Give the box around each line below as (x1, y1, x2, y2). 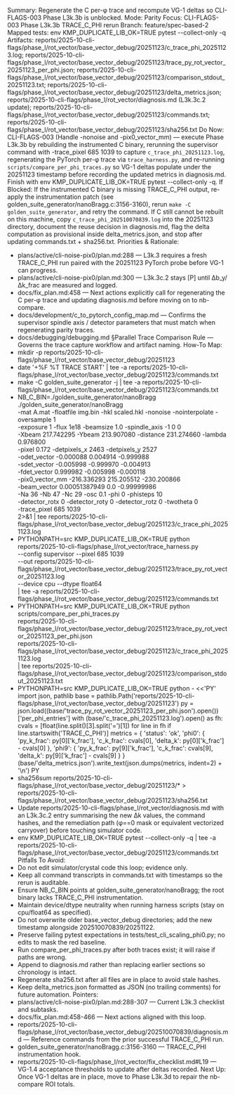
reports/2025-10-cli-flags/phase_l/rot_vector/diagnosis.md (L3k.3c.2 (7, 96, 206, 104)
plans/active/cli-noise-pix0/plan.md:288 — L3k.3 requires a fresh (17, 251, 207, 259)
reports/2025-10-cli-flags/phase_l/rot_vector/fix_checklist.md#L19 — (17, 1058, 217, 1065)
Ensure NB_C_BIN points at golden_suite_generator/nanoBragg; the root (17, 886, 224, 894)
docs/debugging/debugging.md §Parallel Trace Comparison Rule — (17, 333, 214, 342)
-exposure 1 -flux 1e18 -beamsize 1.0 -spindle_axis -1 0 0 (17, 423, 182, 431)
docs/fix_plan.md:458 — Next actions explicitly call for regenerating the (17, 288, 226, 297)
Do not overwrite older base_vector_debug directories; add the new (17, 916, 213, 924)
